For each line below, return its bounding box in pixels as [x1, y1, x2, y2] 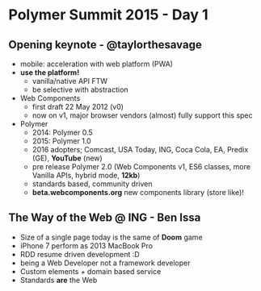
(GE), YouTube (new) [32, 153, 103, 163]
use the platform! [19, 68, 80, 77]
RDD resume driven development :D [19, 249, 140, 259]
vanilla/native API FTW [32, 77, 107, 85]
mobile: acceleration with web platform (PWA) [19, 59, 174, 69]
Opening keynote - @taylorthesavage [8, 38, 202, 52]
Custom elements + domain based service [19, 266, 162, 276]
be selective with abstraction [32, 85, 128, 94]
